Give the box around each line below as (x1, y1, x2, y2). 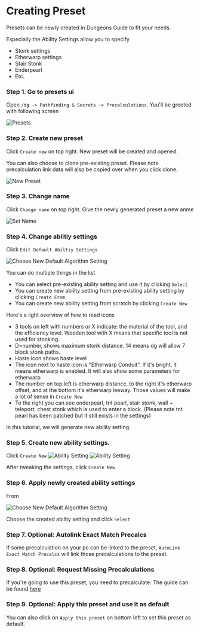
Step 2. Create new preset (6, 134, 84, 142)
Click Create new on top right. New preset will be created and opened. (6, 148, 178, 155)
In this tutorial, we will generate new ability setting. (6, 424, 131, 431)
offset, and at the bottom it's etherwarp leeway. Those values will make (14, 387, 190, 394)
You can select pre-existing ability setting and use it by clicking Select (14, 281, 188, 288)
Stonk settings (14, 47, 51, 54)
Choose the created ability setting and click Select (6, 515, 131, 522)
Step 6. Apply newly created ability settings (6, 479, 136, 487)
